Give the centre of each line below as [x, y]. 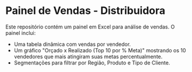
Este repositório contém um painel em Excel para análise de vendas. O [90, 27]
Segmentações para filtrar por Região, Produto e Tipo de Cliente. [92, 63]
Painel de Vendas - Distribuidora [85, 11]
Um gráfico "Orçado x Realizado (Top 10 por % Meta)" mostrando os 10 [100, 50]
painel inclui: [21, 33]
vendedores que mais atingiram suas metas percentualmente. [88, 56]
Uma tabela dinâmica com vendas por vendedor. [72, 44]
